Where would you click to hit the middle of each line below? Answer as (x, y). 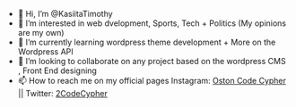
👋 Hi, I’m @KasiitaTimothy (65, 14)
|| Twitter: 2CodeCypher (62, 93)
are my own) (41, 33)
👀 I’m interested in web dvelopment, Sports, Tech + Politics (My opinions (152, 23)
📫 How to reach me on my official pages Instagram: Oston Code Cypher (152, 81)
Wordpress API (45, 52)
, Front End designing (57, 70)
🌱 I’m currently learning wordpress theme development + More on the (147, 42)
